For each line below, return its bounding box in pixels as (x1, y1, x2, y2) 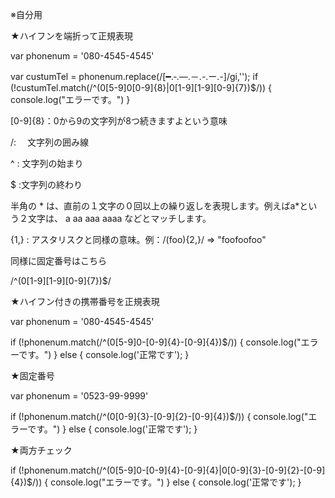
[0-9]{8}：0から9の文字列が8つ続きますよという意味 (10, 115, 228, 127)
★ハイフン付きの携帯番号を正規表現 (10, 296, 160, 307)
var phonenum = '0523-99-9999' (10, 390, 149, 402)
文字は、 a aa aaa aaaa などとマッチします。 (27, 213, 212, 224)
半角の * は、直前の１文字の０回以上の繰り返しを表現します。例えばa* (10, 200, 300, 212)
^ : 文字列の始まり (10, 158, 84, 169)
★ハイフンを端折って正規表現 (10, 30, 133, 42)
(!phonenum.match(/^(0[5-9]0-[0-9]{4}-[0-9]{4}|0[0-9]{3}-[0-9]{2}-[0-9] (18, 464, 326, 476)
